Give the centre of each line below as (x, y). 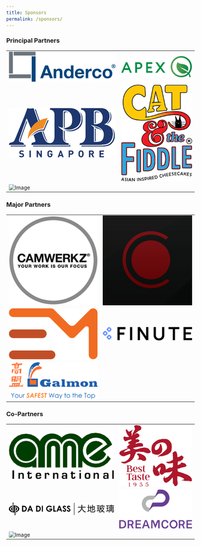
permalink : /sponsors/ (34, 19)
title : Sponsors (26, 13)
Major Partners (28, 205)
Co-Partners (25, 414)
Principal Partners (33, 41)
